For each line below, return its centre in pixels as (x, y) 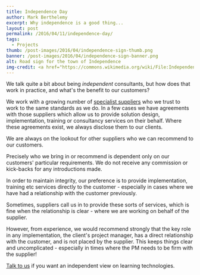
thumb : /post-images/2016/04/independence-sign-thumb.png (79, 51)
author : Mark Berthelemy (37, 17)
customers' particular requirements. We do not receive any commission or (97, 163)
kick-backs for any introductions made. (54, 169)
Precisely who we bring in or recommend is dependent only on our (88, 157)
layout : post (22, 28)
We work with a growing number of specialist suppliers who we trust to (93, 102)
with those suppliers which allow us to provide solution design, (83, 114)
